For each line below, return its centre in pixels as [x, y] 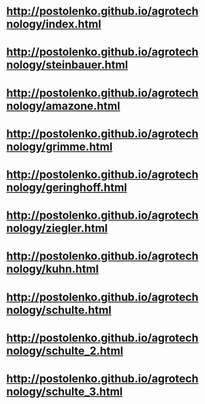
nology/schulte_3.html [65, 392]
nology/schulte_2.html [65, 351]
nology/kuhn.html [52, 269]
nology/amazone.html [63, 106]
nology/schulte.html [59, 310]
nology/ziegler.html [57, 228]
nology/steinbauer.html [67, 65]
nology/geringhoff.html [67, 187]
